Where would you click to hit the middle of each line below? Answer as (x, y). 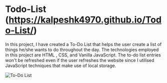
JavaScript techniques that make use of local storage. (61, 65)
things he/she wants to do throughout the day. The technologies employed (82, 49)
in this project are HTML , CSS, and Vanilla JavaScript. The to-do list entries (83, 55)
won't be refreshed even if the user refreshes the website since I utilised (80, 60)
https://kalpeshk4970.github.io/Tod (85, 20)
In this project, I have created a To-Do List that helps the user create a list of (83, 44)
